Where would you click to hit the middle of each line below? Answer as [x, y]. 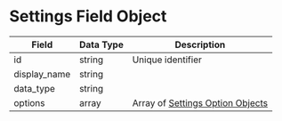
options [29, 102]
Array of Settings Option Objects [200, 102]
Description [200, 44]
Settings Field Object [88, 16]
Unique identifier [167, 60]
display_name [42, 74]
